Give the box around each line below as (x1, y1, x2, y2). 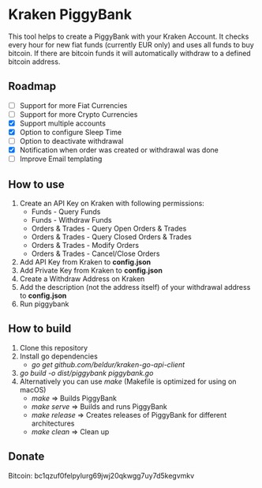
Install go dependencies (19, 351, 99, 361)
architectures (31, 419, 75, 428)
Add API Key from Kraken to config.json (19, 257, 152, 266)
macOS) (19, 385, 47, 394)
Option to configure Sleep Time (19, 127, 122, 137)
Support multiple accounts (19, 118, 107, 128)
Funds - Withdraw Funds (31, 216, 112, 224)
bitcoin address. (8, 57, 61, 66)
